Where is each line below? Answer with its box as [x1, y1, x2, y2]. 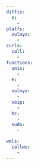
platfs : [6, 25, 26, 32]
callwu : [11, 144, 31, 150]
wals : [6, 138, 20, 144]
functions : [6, 59, 33, 66]
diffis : [6, 8, 26, 15]
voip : [11, 99, 26, 105]
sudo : [11, 122, 26, 128]
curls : [6, 43, 23, 49]
